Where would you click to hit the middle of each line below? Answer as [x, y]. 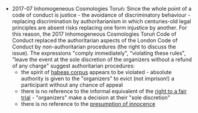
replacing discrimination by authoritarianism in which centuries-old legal [101, 21]
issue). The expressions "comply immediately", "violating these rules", [99, 53]
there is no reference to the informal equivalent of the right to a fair [104, 91]
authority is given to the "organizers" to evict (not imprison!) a [97, 78]
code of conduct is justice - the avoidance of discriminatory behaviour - [101, 15]
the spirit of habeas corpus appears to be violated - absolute [96, 72]
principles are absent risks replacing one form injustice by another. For [100, 28]
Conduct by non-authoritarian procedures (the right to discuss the [94, 47]
